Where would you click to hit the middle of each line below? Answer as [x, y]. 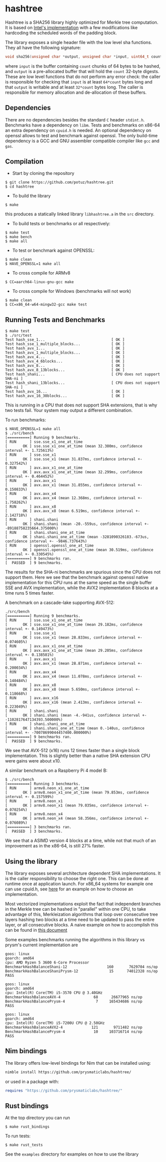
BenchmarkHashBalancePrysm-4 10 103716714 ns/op [74, 1032]
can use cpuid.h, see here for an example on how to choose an [69, 889]
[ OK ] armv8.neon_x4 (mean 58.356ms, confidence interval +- [77, 819]
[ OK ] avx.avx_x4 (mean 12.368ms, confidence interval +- [74, 498]
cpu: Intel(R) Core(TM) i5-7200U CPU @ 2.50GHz [55, 1023]
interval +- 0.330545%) [30, 554]
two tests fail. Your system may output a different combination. [69, 410]
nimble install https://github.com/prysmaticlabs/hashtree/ [68, 1072]
